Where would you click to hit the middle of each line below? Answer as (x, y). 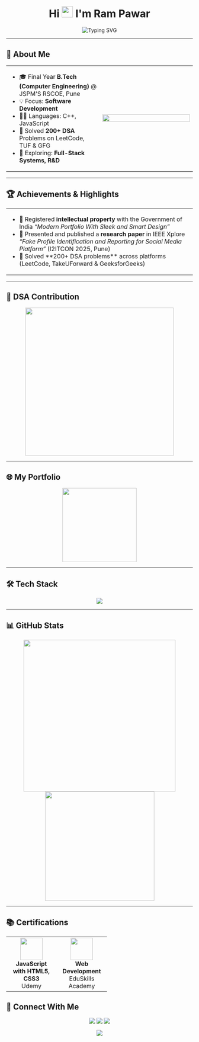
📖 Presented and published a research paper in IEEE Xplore (102, 234)
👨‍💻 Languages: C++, (48, 116)
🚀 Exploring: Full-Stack (52, 153)
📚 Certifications (37, 923)
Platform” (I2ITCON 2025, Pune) (65, 249)
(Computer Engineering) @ (58, 86)
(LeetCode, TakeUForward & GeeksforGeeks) (82, 264)
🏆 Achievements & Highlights (63, 195)
